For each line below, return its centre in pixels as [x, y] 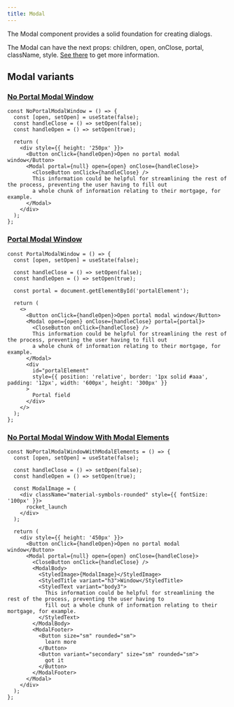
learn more [61, 642]
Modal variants [41, 77]
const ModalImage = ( [45, 488]
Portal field [51, 395]
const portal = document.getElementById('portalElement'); [102, 291]
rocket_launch [47, 507]
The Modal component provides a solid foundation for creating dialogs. [110, 34]
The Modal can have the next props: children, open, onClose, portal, [106, 47]
